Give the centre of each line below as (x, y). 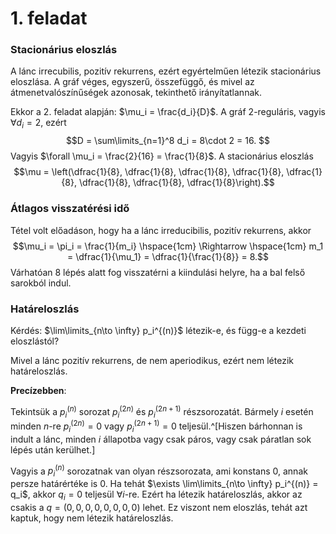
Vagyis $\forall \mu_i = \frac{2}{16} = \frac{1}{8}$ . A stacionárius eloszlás (162, 156)
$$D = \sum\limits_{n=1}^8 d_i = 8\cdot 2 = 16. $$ (168, 141)
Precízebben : (38, 390)
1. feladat (49, 18)
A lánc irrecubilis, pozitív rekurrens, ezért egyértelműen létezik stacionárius (166, 71)
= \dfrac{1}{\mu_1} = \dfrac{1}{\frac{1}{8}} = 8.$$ (168, 256)
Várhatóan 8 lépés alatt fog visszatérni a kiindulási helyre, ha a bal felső (158, 272)
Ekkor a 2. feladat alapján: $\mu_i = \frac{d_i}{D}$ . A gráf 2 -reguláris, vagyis (168, 112)
